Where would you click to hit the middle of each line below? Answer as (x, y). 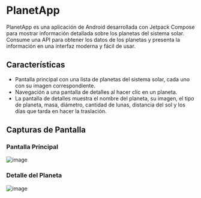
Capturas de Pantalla (46, 130)
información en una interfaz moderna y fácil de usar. (71, 46)
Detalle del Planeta (34, 175)
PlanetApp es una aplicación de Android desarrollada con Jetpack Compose (100, 27)
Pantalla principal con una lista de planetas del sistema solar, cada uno (102, 79)
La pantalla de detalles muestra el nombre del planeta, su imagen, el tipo (104, 98)
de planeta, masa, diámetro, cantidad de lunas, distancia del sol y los (100, 105)
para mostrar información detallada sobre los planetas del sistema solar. (95, 33)
